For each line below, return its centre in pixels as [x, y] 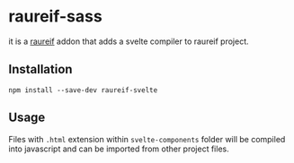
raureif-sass [55, 17]
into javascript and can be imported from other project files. [119, 149]
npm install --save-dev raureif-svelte [83, 90]
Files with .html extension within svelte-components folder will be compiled [147, 139]
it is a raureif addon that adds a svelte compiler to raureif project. [129, 41]
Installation [40, 69]
